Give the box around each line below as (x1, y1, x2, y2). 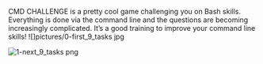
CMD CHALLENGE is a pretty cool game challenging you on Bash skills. (8, 7, 242, 16)
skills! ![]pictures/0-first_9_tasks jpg (8, 32, 125, 41)
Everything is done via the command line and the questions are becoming (8, 15, 249, 24)
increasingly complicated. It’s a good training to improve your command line (8, 24, 256, 32)
